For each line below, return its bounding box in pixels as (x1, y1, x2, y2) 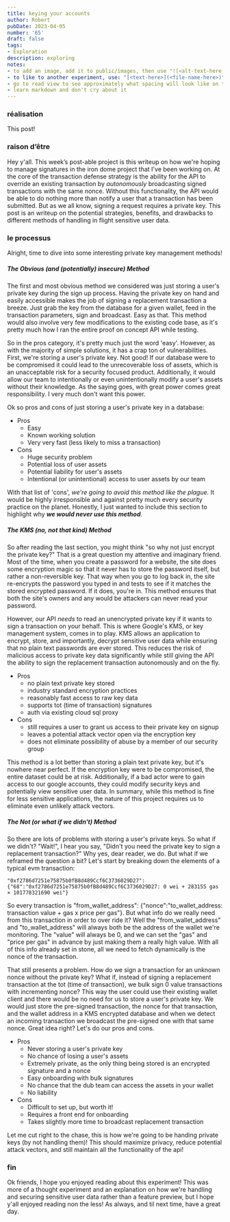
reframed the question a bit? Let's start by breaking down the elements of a (7, 856, 220, 865)
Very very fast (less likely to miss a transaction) (27, 438, 161, 446)
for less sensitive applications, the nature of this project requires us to (7, 794, 204, 803)
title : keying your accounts (7, 10, 90, 17)
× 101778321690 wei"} (7, 889, 69, 896)
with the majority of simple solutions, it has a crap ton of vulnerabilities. (7, 346, 208, 354)
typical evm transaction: (7, 864, 75, 872)
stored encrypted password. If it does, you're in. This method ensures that (7, 586, 217, 595)
